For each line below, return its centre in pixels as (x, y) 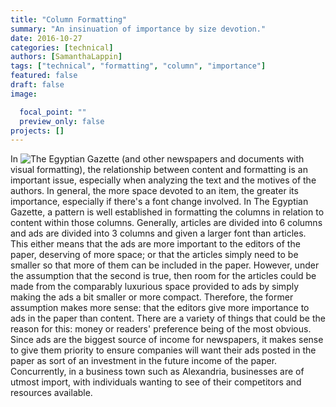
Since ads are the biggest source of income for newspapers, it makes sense (167, 340)
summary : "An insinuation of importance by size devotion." (138, 29)
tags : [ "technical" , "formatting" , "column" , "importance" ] (138, 66)
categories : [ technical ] (62, 47)
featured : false (44, 76)
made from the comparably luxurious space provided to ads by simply (155, 287)
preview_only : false (62, 121)
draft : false (37, 85)
